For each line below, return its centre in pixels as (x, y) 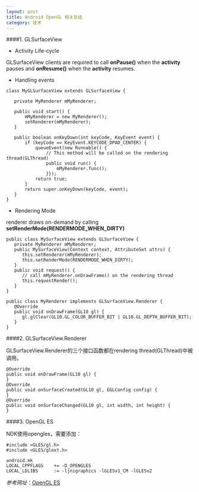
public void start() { (42, 112)
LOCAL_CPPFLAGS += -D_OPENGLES (49, 466)
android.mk (20, 461)
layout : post (22, 12)
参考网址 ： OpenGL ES (33, 483)
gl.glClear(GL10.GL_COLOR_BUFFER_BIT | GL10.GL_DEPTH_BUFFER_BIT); (107, 317)
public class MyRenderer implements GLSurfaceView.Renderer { (84, 302)
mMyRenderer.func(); (82, 169)
